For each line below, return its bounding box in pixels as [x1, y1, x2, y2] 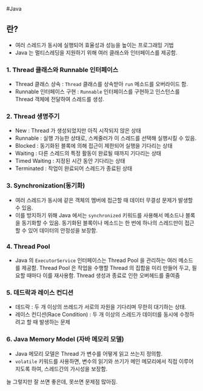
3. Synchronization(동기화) [6, 182, 85, 190]
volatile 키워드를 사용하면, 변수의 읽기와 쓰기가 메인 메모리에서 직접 [15, 357, 178, 365]
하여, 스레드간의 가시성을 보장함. [31, 365, 108, 372]
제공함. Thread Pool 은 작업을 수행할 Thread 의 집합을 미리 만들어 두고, [21, 264, 191, 271]
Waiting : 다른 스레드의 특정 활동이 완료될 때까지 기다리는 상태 [15, 149, 162, 157]
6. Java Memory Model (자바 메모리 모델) [6, 335, 124, 344]
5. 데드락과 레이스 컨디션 [6, 288, 74, 297]
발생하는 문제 [39, 318, 71, 326]
